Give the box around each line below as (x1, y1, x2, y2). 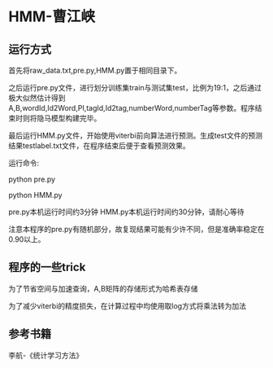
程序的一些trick (8, 261, 86, 274)
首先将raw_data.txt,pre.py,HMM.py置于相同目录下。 (8, 66, 182, 75)
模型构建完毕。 (50, 113, 102, 123)
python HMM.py (8, 191, 63, 199)
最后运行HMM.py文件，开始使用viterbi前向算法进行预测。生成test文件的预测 (8, 131, 262, 140)
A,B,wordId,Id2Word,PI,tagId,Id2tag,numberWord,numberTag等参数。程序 (8, 103, 256, 112)
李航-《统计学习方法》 (8, 350, 84, 360)
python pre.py (8, 174, 55, 184)
